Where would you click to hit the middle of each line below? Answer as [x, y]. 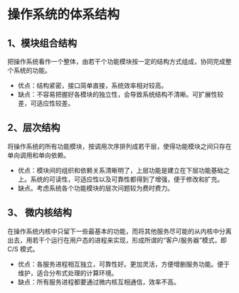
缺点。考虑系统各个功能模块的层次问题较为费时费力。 [96, 188]
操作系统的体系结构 [64, 15]
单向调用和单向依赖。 [38, 155]
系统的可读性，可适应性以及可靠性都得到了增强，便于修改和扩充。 [127, 179]
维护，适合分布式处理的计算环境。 [68, 273]
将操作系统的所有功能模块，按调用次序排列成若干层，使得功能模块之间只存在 [119, 146]
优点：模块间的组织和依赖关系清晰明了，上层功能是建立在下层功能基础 [121, 170]
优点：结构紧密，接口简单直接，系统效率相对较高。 [92, 85]
